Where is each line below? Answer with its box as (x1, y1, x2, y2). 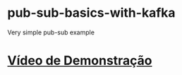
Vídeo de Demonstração (7, 53, 153, 69)
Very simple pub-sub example (7, 28, 95, 36)
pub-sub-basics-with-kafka (7, 5, 176, 21)
